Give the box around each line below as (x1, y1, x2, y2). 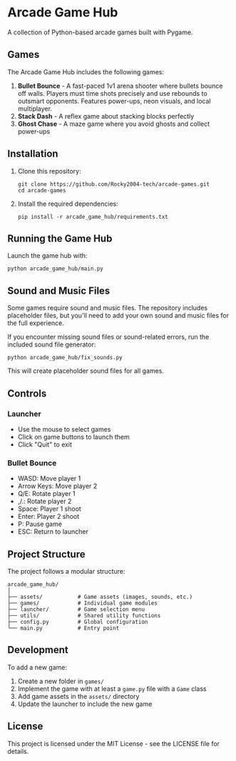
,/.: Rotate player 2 (17, 497, 72, 506)
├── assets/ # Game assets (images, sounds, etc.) (7, 593, 193, 600)
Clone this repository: (17, 166, 81, 175)
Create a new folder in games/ (17, 677, 105, 685)
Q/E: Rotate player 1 (17, 489, 76, 498)
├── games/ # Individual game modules (7, 600, 158, 607)
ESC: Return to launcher (17, 527, 89, 536)
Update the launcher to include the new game (17, 700, 153, 708)
